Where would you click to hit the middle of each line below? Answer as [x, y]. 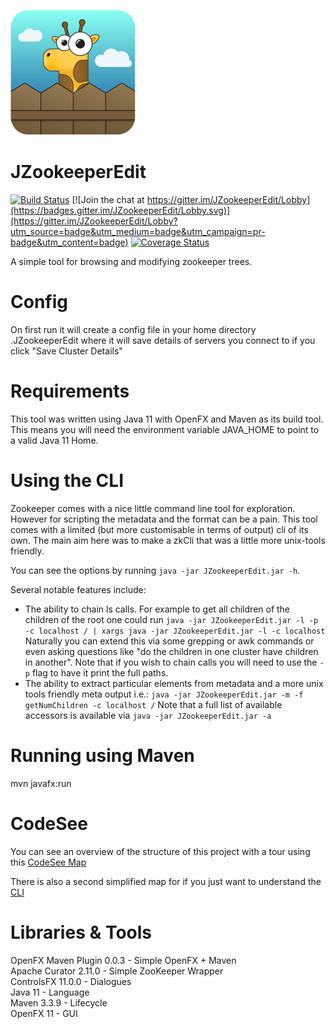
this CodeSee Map [48, 862]
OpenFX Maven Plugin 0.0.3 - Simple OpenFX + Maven [123, 960]
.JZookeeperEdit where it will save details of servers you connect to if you [163, 340]
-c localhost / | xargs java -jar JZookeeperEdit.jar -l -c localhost [175, 631]
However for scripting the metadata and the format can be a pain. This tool [164, 519]
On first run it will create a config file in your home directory [133, 329]
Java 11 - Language [50, 992]
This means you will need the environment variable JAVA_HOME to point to [165, 429]
